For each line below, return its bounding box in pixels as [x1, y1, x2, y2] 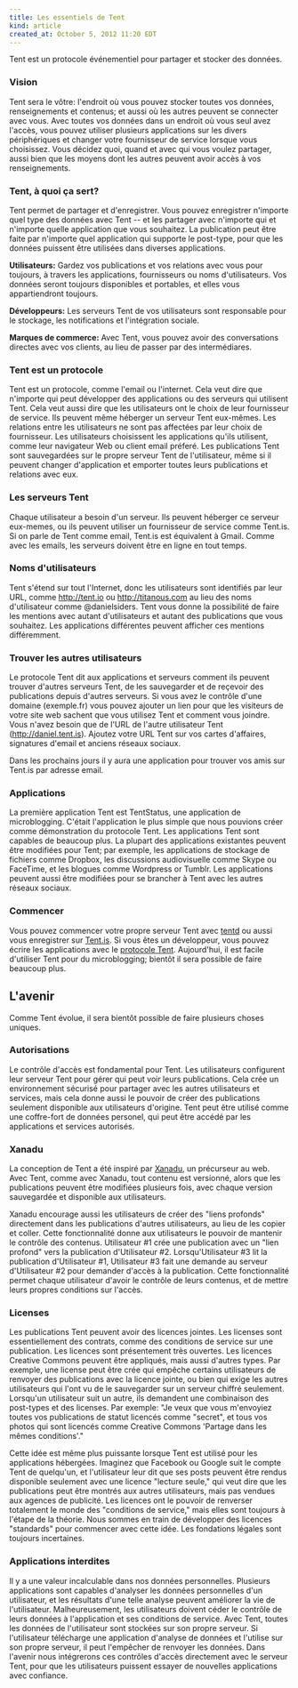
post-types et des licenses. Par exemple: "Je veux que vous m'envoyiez [9, 1403, 273, 1413]
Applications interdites [9, 1555, 110, 1568]
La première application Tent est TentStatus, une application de [9, 807, 242, 818]
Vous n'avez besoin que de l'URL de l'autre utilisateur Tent [9, 719, 224, 730]
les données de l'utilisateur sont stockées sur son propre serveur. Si [9, 1622, 258, 1633]
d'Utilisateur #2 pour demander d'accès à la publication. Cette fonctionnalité [9, 1266, 290, 1276]
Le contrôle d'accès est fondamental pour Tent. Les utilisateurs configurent [9, 1064, 286, 1074]
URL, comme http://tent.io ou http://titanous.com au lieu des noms [9, 591, 252, 602]
